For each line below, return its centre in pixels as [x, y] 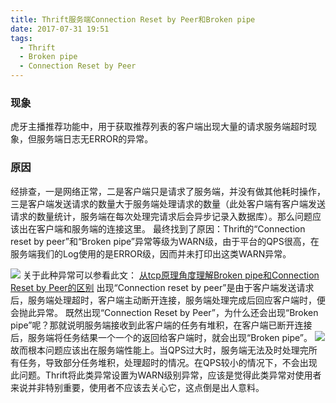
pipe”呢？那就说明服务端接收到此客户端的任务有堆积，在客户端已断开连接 [161, 325]
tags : [21, 38]
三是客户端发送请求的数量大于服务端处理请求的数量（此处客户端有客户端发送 [168, 203]
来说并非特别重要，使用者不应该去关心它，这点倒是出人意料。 [137, 387]
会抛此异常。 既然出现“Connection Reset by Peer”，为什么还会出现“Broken [164, 312]
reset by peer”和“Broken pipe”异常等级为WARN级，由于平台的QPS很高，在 [165, 241]
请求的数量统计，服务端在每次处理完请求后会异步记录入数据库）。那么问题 [161, 216]
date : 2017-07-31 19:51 [60, 29]
